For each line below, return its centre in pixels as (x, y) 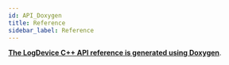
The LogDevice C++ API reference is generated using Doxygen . (115, 53)
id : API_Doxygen (35, 15)
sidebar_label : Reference (51, 30)
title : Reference (37, 23)
